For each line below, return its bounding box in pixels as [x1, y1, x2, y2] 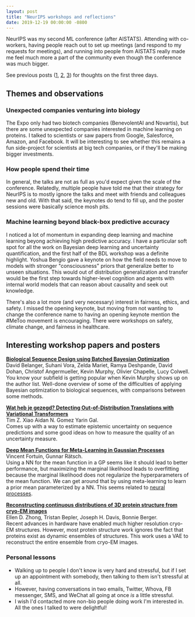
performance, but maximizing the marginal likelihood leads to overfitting [6, 466, 179, 473]
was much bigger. [6, 60, 50, 67]
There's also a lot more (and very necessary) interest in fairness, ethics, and [6, 298, 190, 305]
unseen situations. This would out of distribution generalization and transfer [6, 268, 189, 275]
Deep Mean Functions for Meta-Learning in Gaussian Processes [6, 447, 165, 454]
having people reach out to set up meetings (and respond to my [28, 42, 182, 49]
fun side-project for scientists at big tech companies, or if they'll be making [6, 144, 187, 151]
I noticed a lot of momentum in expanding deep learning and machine [6, 231, 173, 238]
